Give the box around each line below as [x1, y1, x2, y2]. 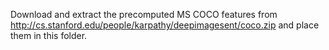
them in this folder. [10, 30, 88, 41]
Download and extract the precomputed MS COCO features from [10, 9, 278, 20]
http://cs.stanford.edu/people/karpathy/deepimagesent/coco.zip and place [10, 19, 320, 31]
